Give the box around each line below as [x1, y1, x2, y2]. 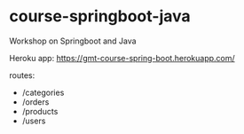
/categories [21, 87, 65, 98]
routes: [9, 69, 35, 81]
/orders [21, 96, 50, 107]
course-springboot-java [9, 6, 191, 27]
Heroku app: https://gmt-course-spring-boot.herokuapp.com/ [9, 52, 235, 63]
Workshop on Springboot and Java [9, 35, 137, 46]
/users [21, 115, 46, 126]
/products [21, 106, 59, 116]
